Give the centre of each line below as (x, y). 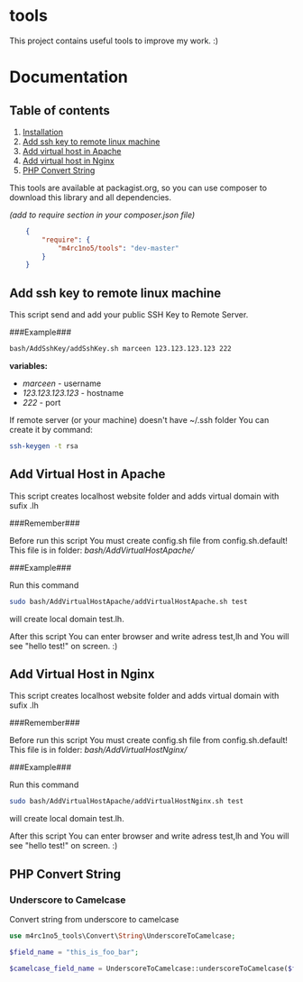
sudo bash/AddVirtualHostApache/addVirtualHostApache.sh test (129, 601)
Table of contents (60, 110)
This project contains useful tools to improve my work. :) (114, 41)
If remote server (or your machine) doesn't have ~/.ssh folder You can (139, 420)
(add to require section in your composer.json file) (102, 215)
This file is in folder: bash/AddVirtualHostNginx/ (98, 750)
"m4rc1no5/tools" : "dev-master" (118, 248)
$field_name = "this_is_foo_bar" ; (74, 952)
